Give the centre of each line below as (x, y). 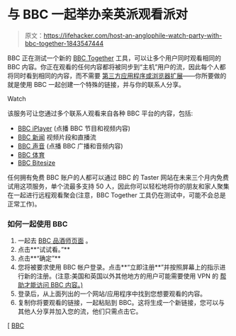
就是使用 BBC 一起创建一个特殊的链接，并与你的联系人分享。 (96, 84)
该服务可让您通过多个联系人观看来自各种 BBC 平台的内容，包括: (100, 113)
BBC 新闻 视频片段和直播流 (57, 137)
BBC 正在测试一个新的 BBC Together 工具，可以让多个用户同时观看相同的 (114, 58)
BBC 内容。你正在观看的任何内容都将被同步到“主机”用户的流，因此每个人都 (117, 66)
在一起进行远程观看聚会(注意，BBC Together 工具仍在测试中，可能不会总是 (117, 195)
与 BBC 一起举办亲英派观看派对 (98, 15)
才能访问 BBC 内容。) (54, 285)
